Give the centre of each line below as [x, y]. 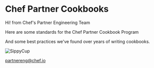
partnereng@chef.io [25, 60]
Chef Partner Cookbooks [57, 9]
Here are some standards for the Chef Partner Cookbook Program [72, 32]
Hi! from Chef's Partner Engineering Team [47, 23]
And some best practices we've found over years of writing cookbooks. [77, 41]
